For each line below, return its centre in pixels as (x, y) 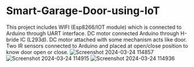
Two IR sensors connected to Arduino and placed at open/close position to (97, 46)
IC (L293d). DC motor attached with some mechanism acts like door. (104, 39)
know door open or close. (38, 52)
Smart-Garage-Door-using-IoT (83, 11)
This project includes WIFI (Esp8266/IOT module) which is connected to (94, 27)
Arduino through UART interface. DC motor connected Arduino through (93, 33)
